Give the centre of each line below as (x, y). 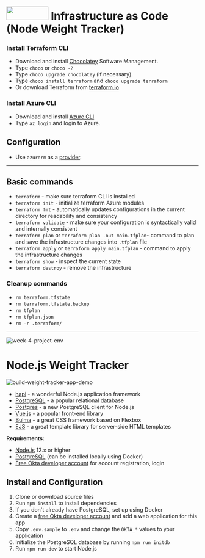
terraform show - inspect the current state (68, 261)
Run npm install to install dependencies (66, 503)
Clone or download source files (55, 497)
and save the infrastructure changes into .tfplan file (81, 242)
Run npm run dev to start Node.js (56, 549)
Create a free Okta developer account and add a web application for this (106, 516)
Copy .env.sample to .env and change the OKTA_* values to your (95, 529)
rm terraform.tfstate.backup (52, 304)
